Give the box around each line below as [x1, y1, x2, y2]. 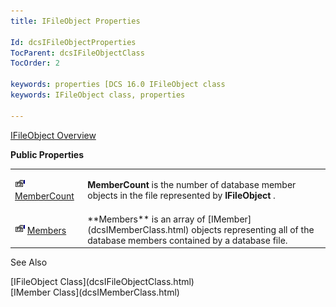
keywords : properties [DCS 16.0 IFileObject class [10, 80, 226, 90]
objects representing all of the [191, 223, 315, 235]
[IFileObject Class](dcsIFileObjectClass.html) [10, 276, 195, 288]
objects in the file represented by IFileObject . [87, 190, 276, 202]
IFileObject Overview [10, 129, 97, 141]
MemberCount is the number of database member [87, 179, 297, 191]
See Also [10, 256, 48, 269]
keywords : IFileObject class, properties [10, 90, 186, 100]
